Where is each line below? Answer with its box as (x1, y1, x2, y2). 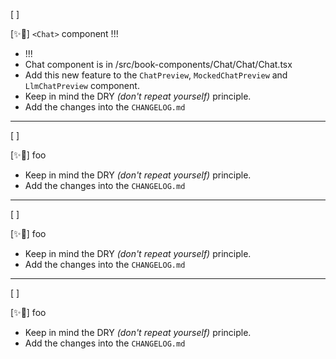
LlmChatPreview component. (24, 80, 140, 91)
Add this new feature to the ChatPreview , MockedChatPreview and (24, 69, 288, 81)
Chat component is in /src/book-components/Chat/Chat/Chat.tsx (24, 59, 293, 70)
